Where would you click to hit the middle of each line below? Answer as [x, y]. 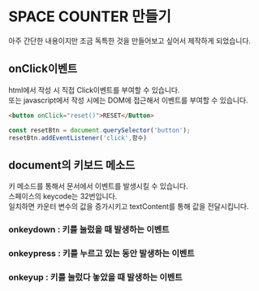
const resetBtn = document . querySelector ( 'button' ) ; [99, 130]
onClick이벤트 [43, 69]
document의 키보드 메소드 [72, 165]
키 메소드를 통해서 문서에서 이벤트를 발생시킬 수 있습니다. [98, 186]
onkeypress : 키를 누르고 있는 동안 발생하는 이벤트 [101, 254]
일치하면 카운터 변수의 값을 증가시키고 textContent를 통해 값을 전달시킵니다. [129, 206]
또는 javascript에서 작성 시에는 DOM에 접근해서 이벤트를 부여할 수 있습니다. [128, 100]
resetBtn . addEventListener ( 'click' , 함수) [78, 138]
